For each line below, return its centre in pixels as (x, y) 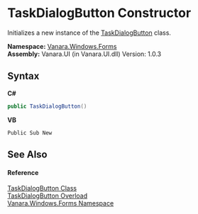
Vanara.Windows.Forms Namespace (61, 203)
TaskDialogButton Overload (48, 196)
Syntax (23, 76)
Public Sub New (30, 133)
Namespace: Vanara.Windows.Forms (62, 46)
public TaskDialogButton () (47, 106)
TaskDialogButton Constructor (99, 13)
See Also (27, 155)
